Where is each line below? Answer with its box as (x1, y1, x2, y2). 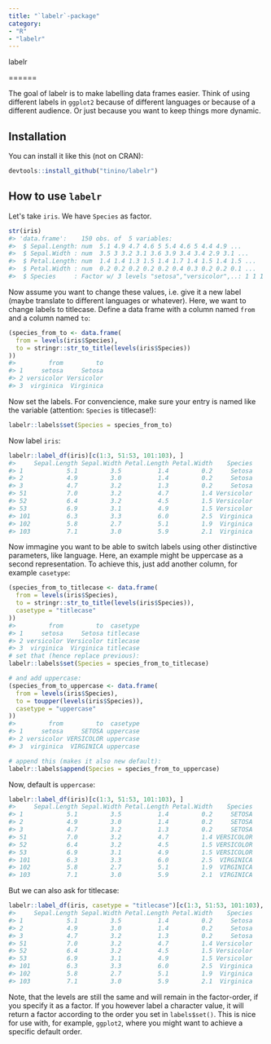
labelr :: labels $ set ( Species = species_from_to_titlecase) (8, 659, 209, 668)
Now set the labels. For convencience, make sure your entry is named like (8, 396, 256, 406)
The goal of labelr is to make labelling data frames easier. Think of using (8, 89, 251, 99)
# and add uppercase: (8, 674, 82, 682)
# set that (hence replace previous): (8, 652, 140, 660)
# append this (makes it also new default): (8, 757, 162, 765)
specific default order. (8, 1026, 83, 1036)
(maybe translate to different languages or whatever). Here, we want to (8, 295, 247, 306)
